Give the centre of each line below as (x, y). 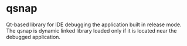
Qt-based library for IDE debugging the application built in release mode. (94, 24)
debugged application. (33, 37)
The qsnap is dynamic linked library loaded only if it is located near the (91, 30)
